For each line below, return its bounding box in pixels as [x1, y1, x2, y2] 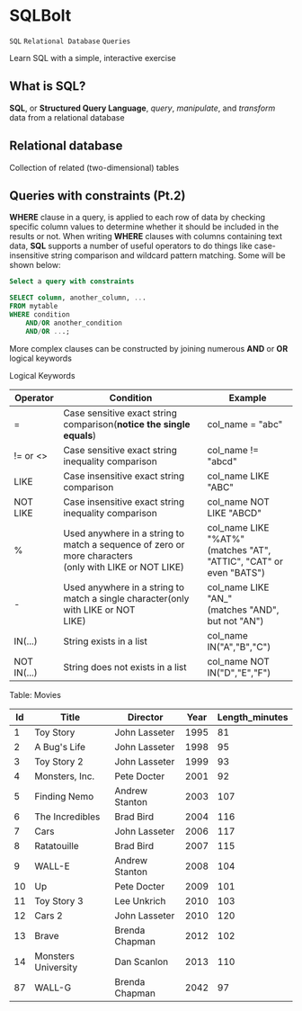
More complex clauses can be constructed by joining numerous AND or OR [9, 343, 289, 353]
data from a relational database [9, 112, 125, 122]
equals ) [62, 429, 97, 442]
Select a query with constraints [9, 277, 135, 286]
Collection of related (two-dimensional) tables [9, 162, 180, 173]
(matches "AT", [207, 543, 271, 556]
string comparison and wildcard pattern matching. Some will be [50, 250, 286, 261]
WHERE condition [9, 310, 70, 319]
